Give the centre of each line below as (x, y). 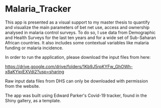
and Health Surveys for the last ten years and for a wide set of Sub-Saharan (80, 38)
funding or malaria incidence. (34, 48)
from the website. (22, 86)
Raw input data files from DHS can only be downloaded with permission (77, 81)
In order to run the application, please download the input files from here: (78, 57)
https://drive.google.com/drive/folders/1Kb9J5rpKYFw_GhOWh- (69, 67)
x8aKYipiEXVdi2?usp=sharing (35, 71)
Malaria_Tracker (38, 9)
